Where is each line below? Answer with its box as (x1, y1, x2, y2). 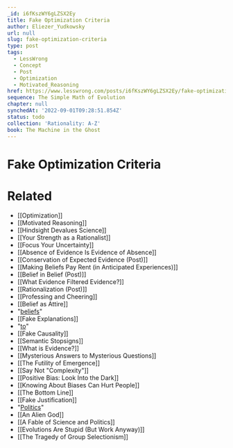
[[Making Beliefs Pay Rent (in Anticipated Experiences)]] (17, 263, 178, 271)
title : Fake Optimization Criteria (7, 17, 110, 24)
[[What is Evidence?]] (17, 344, 80, 352)
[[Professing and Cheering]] (17, 292, 98, 301)
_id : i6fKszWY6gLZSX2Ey (7, 10, 76, 17)
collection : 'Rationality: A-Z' (7, 119, 101, 127)
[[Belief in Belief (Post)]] (17, 270, 87, 279)
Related (7, 188, 52, 204)
